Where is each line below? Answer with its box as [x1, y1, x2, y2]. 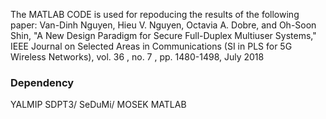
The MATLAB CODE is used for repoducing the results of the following [10, 9, 300, 20]
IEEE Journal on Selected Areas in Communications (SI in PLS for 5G [10, 40, 293, 52]
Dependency [10, 75, 75, 89]
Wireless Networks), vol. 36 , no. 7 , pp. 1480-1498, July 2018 [10, 51, 265, 63]
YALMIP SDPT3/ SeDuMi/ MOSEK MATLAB [10, 99, 187, 111]
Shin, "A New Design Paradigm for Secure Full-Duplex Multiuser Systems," [10, 30, 317, 41]
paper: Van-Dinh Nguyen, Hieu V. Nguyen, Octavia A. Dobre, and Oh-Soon [10, 19, 317, 31]
